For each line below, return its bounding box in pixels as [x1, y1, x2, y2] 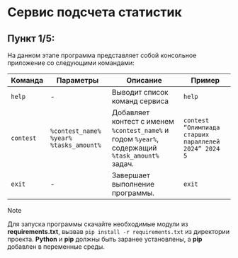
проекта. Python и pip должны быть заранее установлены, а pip [7, 235, 203, 243]
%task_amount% [111, 152, 159, 160]
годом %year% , [111, 134, 159, 143]
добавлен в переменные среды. [7, 242, 105, 251]
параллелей [183, 138, 220, 146]
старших [183, 131, 210, 139]
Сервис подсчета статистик [7, 4, 182, 20]
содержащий [111, 143, 157, 153]
